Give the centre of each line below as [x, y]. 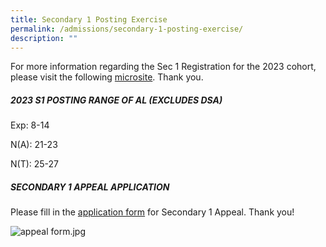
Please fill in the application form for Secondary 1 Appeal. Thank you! [152, 212]
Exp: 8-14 [30, 125]
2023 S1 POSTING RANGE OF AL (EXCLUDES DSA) [116, 100]
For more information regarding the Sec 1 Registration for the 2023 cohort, [163, 67]
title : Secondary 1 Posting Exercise [89, 19]
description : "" [44, 38]
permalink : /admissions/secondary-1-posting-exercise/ [127, 29]
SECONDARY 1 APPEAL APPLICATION [90, 187]
